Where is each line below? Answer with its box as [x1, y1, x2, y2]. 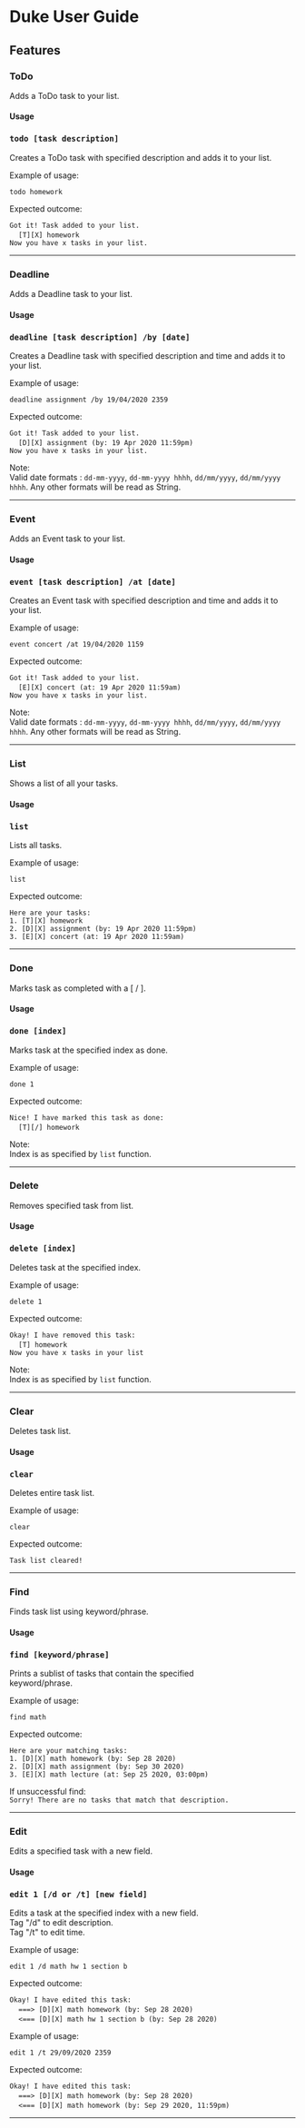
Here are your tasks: [9, 908, 92, 918]
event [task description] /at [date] [9, 577, 177, 587]
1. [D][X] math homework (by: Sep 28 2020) [9, 1755, 177, 1764]
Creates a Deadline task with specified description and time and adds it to [9, 350, 286, 361]
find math [9, 1713, 47, 1722]
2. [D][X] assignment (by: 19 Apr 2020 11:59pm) [9, 925, 197, 934]
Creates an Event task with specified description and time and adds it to [9, 595, 279, 606]
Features [9, 43, 61, 58]
